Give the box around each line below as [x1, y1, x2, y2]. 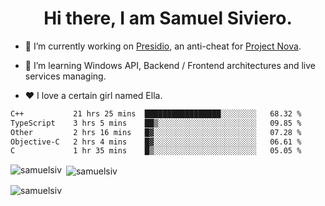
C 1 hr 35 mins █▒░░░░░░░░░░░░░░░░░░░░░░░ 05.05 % [10, 146, 302, 156]
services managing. [24, 70, 107, 82]
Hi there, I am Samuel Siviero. [43, 7, 293, 30]
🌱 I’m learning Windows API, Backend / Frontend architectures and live [24, 59, 317, 71]
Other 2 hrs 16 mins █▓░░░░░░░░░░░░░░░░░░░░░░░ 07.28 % [10, 127, 302, 137]
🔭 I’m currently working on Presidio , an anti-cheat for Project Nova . [24, 40, 302, 52]
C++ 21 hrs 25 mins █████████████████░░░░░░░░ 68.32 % [10, 108, 302, 119]
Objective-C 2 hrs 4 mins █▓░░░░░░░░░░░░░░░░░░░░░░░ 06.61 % [10, 137, 302, 147]
